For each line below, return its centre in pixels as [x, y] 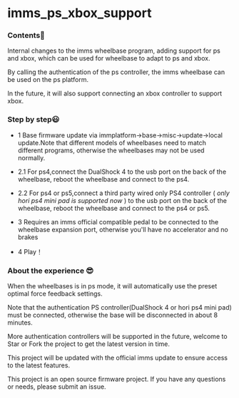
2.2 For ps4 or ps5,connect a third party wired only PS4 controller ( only [123, 193]
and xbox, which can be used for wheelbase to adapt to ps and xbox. [109, 58]
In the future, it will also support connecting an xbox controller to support [115, 93]
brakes [28, 237]
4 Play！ [30, 251]
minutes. [20, 323]
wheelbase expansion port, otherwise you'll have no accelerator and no [123, 229]
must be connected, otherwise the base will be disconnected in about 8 [113, 315]
